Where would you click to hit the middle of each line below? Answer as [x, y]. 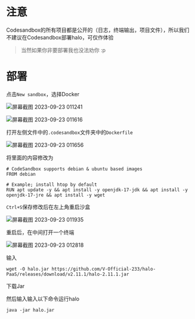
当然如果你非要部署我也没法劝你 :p [63, 50]
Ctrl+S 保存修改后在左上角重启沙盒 [48, 207]
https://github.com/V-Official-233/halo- [104, 269]
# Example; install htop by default [52, 185]
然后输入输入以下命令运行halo [43, 299]
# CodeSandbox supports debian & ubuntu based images [75, 169]
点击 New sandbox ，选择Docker [43, 94]
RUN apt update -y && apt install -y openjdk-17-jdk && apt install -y [97, 190]
